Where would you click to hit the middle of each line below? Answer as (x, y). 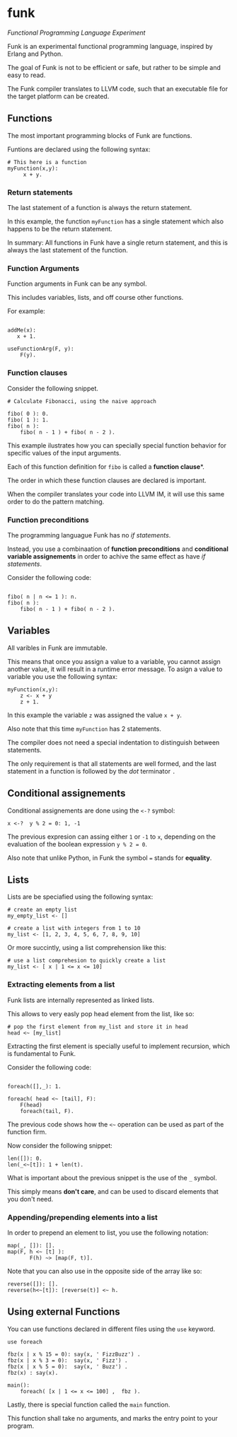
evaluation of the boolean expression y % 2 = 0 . (77, 844)
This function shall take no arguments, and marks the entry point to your (112, 1418)
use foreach (25, 1342)
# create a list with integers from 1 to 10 (74, 929)
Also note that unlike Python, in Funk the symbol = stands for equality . (110, 858)
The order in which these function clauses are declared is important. (107, 480)
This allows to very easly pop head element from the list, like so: (101, 1013)
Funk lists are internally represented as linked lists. (81, 1000)
